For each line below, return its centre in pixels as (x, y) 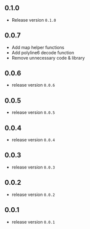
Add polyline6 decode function (43, 52)
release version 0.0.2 (33, 195)
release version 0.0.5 (33, 112)
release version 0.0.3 (33, 167)
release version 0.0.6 (33, 85)
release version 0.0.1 (33, 222)
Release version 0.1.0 (34, 20)
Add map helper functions (38, 47)
